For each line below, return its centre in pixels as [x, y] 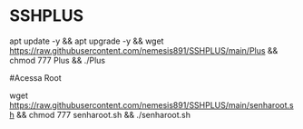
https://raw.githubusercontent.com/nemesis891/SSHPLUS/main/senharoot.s [151, 104]
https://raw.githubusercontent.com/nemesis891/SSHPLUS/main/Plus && [144, 50]
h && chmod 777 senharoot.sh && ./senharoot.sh [100, 114]
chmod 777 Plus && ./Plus [58, 60]
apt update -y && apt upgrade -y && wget [87, 41]
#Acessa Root [35, 77]
